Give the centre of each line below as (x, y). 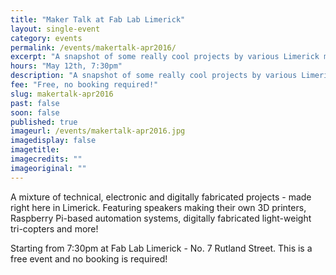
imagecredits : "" (46, 159)
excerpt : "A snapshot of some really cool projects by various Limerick (165, 57)
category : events (46, 38)
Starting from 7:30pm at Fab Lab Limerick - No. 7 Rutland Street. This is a (161, 248)
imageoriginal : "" (48, 168)
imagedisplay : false (53, 141)
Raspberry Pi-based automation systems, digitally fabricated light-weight (161, 218)
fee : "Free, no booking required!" (84, 85)
